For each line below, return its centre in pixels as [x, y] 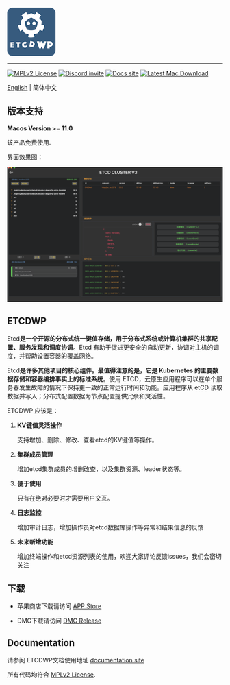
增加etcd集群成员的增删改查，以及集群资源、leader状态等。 [101, 469]
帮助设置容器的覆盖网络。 [61, 356]
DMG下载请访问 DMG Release [59, 621]
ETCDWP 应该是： [33, 410]
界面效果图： [25, 157]
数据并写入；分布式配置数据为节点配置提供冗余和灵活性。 [88, 396]
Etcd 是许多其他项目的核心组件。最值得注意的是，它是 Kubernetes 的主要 [110, 370]
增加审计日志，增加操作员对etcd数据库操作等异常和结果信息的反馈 [110, 527]
